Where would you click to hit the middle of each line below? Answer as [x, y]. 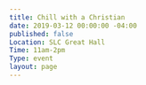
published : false [41, 34]
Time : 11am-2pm [37, 50]
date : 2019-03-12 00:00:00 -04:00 [73, 26]
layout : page [33, 67]
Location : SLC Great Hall [57, 42]
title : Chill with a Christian [67, 17]
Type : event [31, 58]
